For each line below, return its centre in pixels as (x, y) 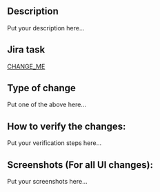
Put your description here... (46, 28)
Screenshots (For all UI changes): (80, 165)
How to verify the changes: (67, 126)
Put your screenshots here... (47, 182)
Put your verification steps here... (54, 143)
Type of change (41, 88)
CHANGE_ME (26, 66)
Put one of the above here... (47, 105)
